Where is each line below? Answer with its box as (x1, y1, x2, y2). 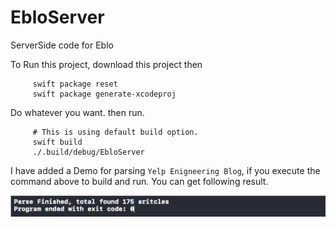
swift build (32, 137, 83, 147)
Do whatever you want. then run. (10, 106, 145, 118)
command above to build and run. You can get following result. (10, 175, 269, 187)
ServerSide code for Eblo (10, 39, 114, 51)
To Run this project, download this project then (10, 58, 203, 70)
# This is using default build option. (32, 127, 199, 137)
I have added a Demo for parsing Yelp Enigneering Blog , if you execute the (10, 164, 321, 176)
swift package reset (32, 79, 118, 89)
